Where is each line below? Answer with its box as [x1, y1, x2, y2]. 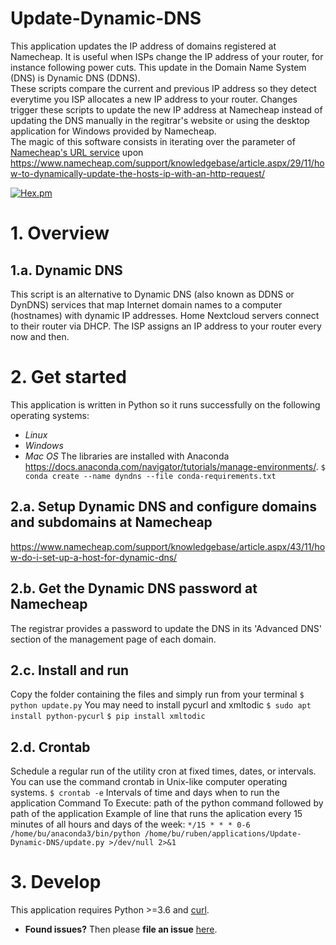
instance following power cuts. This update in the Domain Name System [10, 61, 307, 73]
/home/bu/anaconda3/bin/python [10, 829, 141, 839]
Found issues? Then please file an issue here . [24, 923, 218, 936]
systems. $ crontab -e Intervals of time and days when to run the [10, 787, 280, 799]
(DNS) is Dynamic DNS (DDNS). [10, 72, 141, 84]
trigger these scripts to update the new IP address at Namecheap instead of [10, 103, 323, 116]
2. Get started [10, 366, 127, 389]
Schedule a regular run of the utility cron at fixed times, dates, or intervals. [10, 765, 317, 777]
